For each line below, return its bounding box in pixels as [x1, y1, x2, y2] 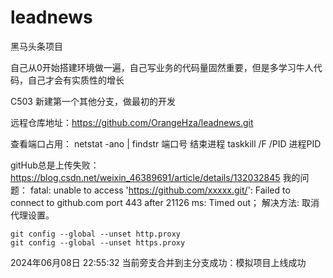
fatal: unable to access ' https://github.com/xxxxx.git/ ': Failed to [29, 184, 291, 196]
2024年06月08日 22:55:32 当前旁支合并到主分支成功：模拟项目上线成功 [10, 256, 307, 268]
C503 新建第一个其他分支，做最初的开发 [10, 95, 176, 107]
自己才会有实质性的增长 [27, 74, 125, 86]
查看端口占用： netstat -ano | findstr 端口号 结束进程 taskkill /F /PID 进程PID [10, 137, 322, 150]
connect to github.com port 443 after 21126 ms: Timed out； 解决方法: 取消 [10, 196, 320, 208]
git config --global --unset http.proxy [10, 229, 182, 239]
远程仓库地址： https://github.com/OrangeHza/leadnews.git [10, 116, 254, 128]
